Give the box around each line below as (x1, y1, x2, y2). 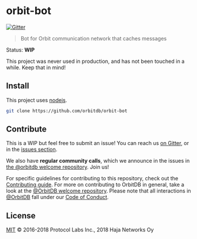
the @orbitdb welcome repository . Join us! (6, 163, 109, 171)
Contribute (6, 124, 47, 134)
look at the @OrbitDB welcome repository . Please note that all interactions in (6, 187, 191, 194)
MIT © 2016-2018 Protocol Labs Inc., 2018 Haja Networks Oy (6, 226, 154, 233)
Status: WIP (6, 46, 35, 53)
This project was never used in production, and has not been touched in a (6, 58, 185, 65)
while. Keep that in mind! (6, 63, 66, 71)
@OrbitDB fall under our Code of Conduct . (6, 194, 109, 201)
